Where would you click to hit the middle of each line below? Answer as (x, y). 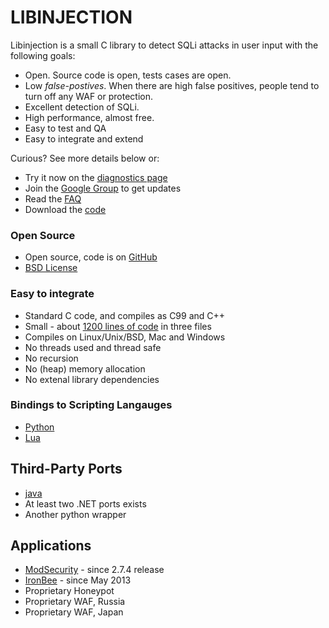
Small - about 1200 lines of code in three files (118, 326)
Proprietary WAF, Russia (75, 602)
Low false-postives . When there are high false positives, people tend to (172, 85)
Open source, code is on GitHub (91, 257)
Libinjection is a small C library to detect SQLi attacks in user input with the (164, 45)
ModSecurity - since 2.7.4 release (94, 570)
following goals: (43, 55)
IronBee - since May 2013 (78, 580)
